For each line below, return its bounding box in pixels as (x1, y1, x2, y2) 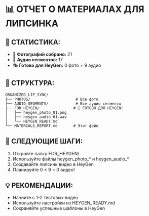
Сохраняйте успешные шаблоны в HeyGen (12, 205, 105, 211)
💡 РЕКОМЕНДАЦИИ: (5, 181, 73, 190)
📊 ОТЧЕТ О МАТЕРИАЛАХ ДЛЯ (5, 4, 144, 15)
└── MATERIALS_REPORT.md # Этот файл (5, 123, 99, 128)
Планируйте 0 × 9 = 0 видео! (12, 166, 75, 172)
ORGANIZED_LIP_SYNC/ (5, 92, 49, 97)
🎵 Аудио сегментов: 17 (12, 57, 63, 63)
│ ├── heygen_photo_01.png (5, 110, 67, 115)
